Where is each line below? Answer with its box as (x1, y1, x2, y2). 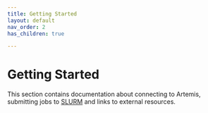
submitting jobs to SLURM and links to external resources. (7, 97, 176, 106)
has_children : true (7, 30, 65, 37)
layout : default (7, 17, 55, 24)
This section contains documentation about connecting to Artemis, (7, 90, 201, 99)
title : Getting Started (7, 10, 78, 18)
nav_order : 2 (7, 23, 46, 30)
